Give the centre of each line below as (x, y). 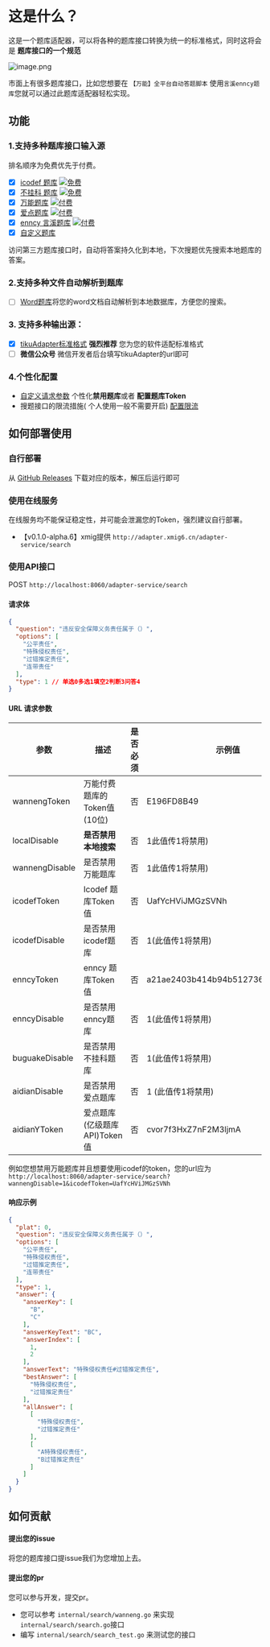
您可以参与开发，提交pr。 (51, 1597)
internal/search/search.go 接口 (72, 1624)
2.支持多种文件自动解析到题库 (66, 283)
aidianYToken (38, 1129)
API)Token (103, 1135)
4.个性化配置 (33, 377)
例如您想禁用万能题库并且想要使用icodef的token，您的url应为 (110, 1168)
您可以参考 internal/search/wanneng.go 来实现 (97, 1614)
